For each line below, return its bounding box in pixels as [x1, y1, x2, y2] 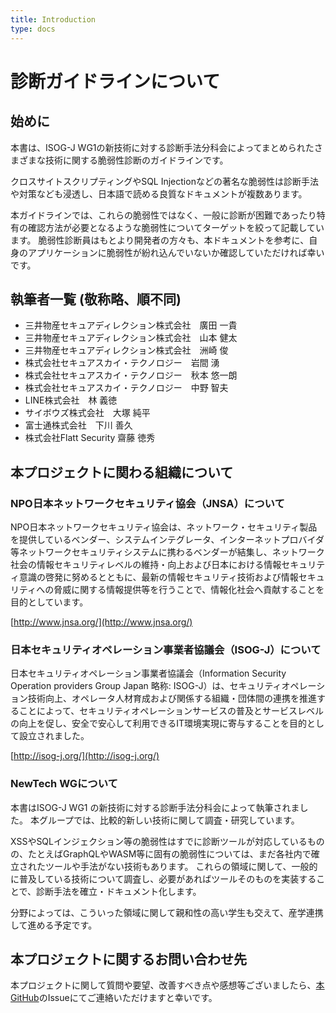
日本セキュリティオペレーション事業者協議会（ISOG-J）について [10, 642, 322, 656]
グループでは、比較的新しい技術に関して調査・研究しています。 [38, 814, 300, 826]
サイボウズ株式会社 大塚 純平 [24, 407, 151, 419]
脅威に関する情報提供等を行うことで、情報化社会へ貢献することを [53, 584, 325, 595]
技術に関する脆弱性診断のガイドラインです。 [44, 154, 229, 166]
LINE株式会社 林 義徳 [24, 394, 118, 406]
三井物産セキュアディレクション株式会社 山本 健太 [24, 332, 238, 344]
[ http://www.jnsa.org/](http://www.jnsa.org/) [10, 616, 193, 628]
